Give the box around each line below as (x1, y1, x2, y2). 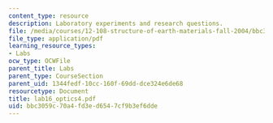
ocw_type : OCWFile (8, 57, 71, 66)
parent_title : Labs (8, 65, 75, 73)
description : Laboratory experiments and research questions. (8, 19, 223, 28)
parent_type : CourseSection (8, 72, 104, 80)
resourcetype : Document (8, 87, 89, 95)
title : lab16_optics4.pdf (8, 95, 96, 103)
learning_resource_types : (8, 42, 96, 50)
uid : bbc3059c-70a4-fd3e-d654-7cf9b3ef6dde (8, 102, 158, 110)
